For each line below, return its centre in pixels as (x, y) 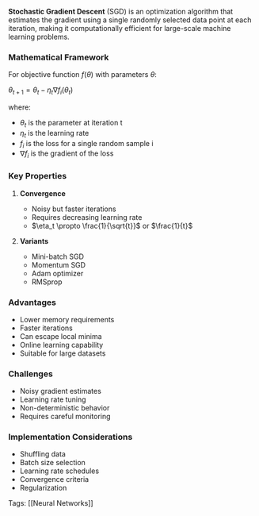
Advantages (32, 302)
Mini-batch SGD (58, 256)
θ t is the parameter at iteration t (71, 124)
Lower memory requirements (67, 319)
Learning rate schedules (59, 471)
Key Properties (38, 176)
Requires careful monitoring (65, 417)
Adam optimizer (57, 273)
